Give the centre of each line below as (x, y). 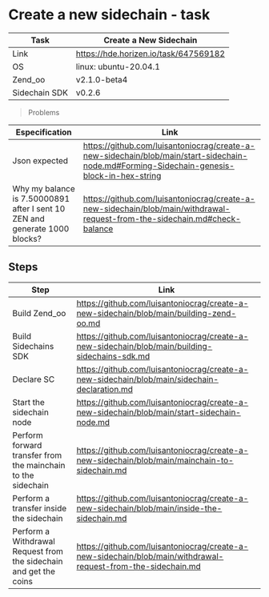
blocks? (27, 238)
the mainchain (39, 465)
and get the (34, 571)
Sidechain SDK (40, 92)
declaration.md (105, 389)
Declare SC (34, 379)
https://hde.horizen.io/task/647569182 (151, 54)
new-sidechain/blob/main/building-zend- (157, 313)
